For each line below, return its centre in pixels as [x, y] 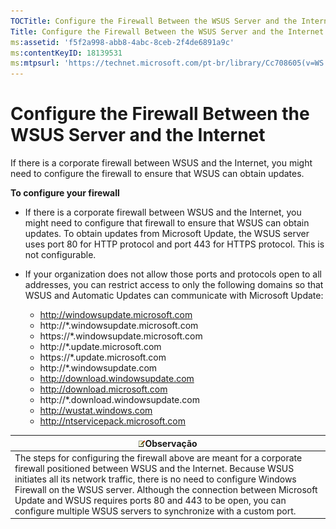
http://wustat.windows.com [96, 411]
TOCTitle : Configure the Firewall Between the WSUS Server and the [154, 21]
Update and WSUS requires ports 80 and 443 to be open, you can [150, 500]
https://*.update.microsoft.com [103, 357]
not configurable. [60, 255]
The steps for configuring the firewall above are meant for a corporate [158, 457]
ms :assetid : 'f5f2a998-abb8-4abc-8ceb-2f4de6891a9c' [122, 42]
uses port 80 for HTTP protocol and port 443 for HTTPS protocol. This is [174, 244]
